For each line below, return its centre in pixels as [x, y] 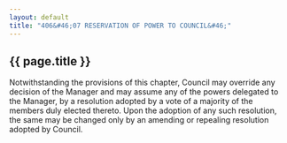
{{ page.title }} [50, 61]
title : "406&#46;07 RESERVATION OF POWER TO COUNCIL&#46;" [120, 26]
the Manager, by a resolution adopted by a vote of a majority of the [132, 102]
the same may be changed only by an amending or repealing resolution [139, 120]
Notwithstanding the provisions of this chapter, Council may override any [143, 83]
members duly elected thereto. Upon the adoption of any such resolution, [143, 110]
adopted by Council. [46, 130]
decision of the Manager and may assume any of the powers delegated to [144, 92]
